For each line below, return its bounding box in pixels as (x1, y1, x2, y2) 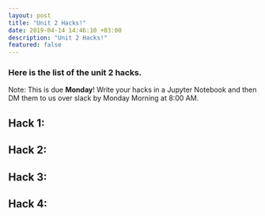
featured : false (8, 41, 62, 49)
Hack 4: (8, 197, 47, 210)
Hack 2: (8, 143, 47, 157)
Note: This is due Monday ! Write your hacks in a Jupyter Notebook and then (8, 85, 257, 95)
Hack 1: (8, 116, 45, 130)
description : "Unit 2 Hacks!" (8, 33, 108, 42)
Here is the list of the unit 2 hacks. (8, 67, 142, 78)
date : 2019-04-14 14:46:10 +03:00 (8, 26, 123, 34)
